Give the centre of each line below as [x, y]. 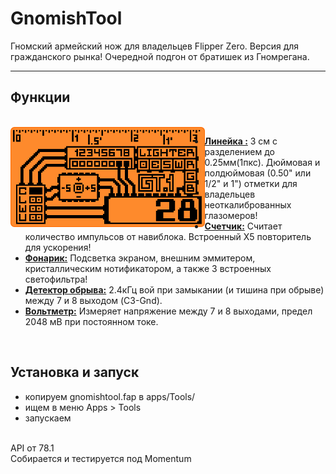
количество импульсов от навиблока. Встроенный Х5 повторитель [168, 236]
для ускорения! [58, 247]
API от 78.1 [32, 448]
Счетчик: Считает [243, 226]
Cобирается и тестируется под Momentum [101, 458]
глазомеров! [231, 215]
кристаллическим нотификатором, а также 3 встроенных [148, 268]
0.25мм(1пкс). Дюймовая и [262, 162]
